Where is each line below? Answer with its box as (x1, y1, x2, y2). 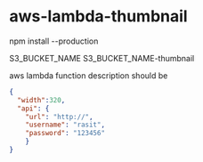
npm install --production (9, 36, 99, 46)
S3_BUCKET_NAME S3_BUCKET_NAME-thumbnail (9, 53, 195, 63)
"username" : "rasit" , (25, 120, 105, 130)
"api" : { (17, 104, 50, 113)
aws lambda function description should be (9, 69, 168, 81)
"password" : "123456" (25, 129, 105, 138)
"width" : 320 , (17, 95, 66, 104)
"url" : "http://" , (25, 112, 93, 121)
